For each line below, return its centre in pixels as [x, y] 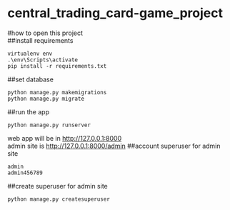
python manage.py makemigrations [57, 92]
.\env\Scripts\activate [43, 60]
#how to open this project [45, 33]
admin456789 [25, 173]
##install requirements [40, 40]
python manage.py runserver [49, 125]
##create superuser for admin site [58, 186]
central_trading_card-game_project [115, 13]
